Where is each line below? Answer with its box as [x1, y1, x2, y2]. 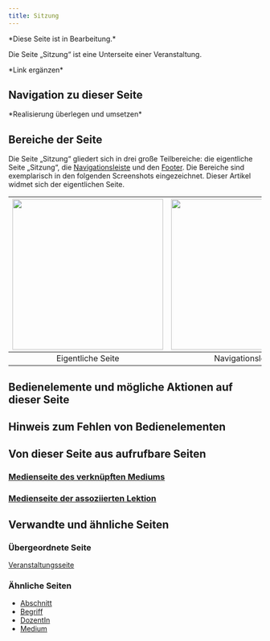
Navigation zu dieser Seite [8, 88, 143, 102]
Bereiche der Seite [8, 133, 103, 146]
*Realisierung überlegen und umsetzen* [8, 109, 142, 119]
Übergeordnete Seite [8, 541, 92, 553]
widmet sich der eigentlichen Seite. [8, 180, 125, 190]
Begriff [19, 607, 43, 617]
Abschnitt [19, 598, 52, 608]
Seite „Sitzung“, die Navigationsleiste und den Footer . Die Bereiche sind [8, 162, 245, 173]
